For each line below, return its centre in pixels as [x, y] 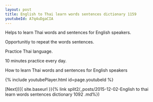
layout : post [18, 10]
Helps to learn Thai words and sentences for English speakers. [68, 33]
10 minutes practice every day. [36, 61]
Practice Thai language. [29, 51]
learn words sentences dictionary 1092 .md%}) [53, 94]
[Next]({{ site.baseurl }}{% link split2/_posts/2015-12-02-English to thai [77, 89]
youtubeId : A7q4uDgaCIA [29, 19]
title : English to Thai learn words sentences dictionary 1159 [71, 14]
